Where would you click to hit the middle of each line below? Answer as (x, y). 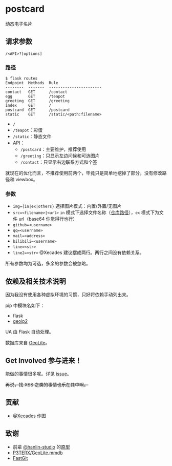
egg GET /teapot (35, 96)
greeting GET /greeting (38, 101)
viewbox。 (26, 180)
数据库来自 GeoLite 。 (28, 343)
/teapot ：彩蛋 (27, 130)
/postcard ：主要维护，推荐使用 (53, 149)
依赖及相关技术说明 (36, 281)
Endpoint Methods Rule (32, 83)
